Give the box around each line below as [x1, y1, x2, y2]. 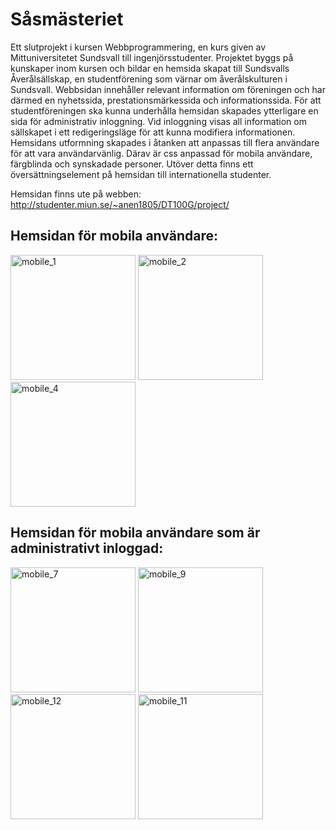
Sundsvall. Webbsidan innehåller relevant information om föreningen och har [10, 83, 326, 95]
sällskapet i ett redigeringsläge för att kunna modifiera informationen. [10, 126, 296, 138]
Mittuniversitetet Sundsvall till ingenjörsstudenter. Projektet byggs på [10, 51, 294, 63]
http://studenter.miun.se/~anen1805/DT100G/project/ [10, 198, 230, 210]
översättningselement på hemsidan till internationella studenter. [10, 168, 272, 180]
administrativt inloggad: [10, 540, 164, 557]
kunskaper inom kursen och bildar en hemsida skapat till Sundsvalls [10, 62, 290, 74]
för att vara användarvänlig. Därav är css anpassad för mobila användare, [10, 147, 313, 159]
